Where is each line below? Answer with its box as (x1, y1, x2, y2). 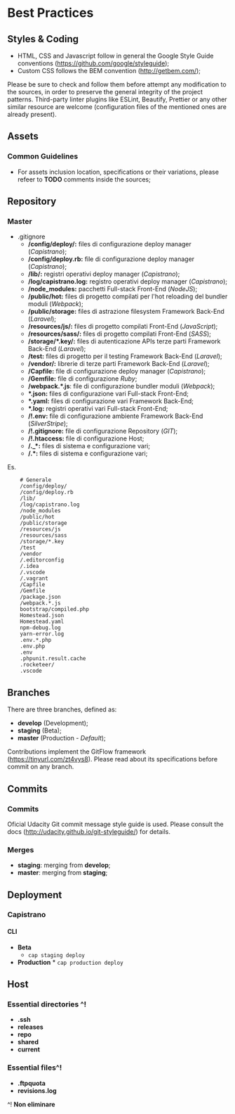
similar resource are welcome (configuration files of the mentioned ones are (7, 103, 227, 110)
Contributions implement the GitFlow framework (7, 747, 146, 756)
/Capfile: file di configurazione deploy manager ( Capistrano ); (27, 367, 206, 376)
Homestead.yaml (20, 618, 65, 626)
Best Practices (7, 5, 94, 21)
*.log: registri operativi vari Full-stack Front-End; (27, 405, 168, 413)
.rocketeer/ (20, 662, 55, 669)
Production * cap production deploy (17, 958, 124, 966)
